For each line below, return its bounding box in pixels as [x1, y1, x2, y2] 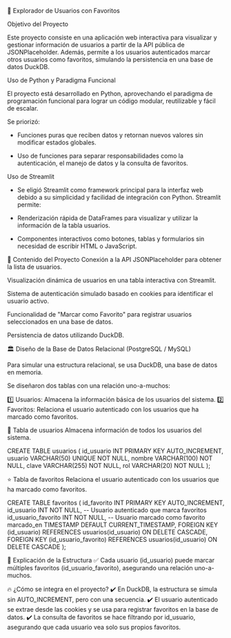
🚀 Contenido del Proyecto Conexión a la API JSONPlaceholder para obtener [7, 256, 222, 263]
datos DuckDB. [7, 63, 50, 71]
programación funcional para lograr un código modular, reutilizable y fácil [7, 97, 216, 105]
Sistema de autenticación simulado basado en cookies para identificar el [7, 290, 214, 297]
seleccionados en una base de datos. [7, 318, 114, 326]
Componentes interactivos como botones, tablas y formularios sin [17, 235, 205, 243]
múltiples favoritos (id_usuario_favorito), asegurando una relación [7, 564, 193, 572]
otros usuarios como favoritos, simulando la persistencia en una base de [7, 55, 214, 64]
